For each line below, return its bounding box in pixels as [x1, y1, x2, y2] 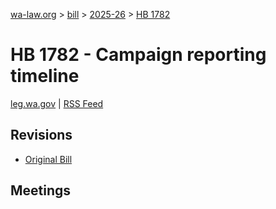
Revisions [10, 127, 73, 144]
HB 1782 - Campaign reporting [10, 44, 267, 66]
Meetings [10, 182, 72, 199]
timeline [10, 65, 80, 88]
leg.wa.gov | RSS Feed [10, 97, 104, 109]
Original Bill [24, 153, 73, 165]
